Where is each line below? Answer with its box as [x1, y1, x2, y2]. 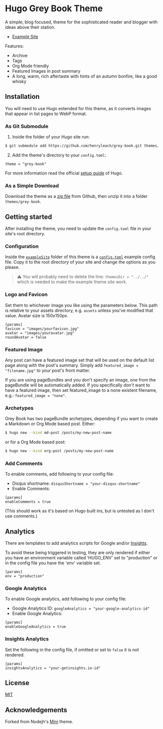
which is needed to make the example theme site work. [16, 279, 128, 285]
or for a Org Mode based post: [5, 439, 66, 445]
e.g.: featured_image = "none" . [5, 392, 66, 398]
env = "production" [5, 574, 45, 579]
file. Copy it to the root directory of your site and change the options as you [5, 259, 156, 265]
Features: [5, 43, 24, 49]
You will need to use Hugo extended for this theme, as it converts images [5, 105, 151, 111]
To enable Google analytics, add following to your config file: [5, 596, 127, 602]
